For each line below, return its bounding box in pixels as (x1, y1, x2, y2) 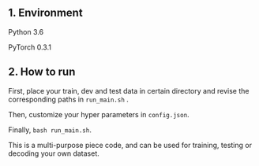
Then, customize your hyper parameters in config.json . (8, 109, 190, 119)
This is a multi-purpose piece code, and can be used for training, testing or (8, 140, 253, 149)
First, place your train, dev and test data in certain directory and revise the (8, 86, 250, 95)
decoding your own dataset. (8, 149, 100, 158)
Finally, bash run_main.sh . (8, 125, 92, 135)
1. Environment (8, 6, 83, 20)
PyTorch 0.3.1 (8, 42, 51, 52)
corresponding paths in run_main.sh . (8, 94, 129, 104)
